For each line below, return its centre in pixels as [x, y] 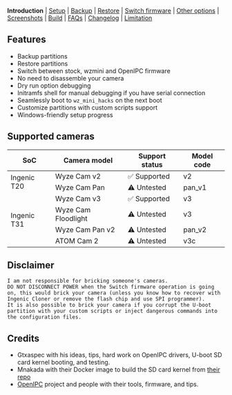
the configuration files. [44, 317]
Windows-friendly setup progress [65, 114]
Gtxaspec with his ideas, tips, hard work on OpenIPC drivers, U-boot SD [119, 355]
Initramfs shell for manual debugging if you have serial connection [111, 92]
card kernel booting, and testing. [64, 363]
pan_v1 [195, 188]
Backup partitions [42, 56]
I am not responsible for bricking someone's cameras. [88, 281]
